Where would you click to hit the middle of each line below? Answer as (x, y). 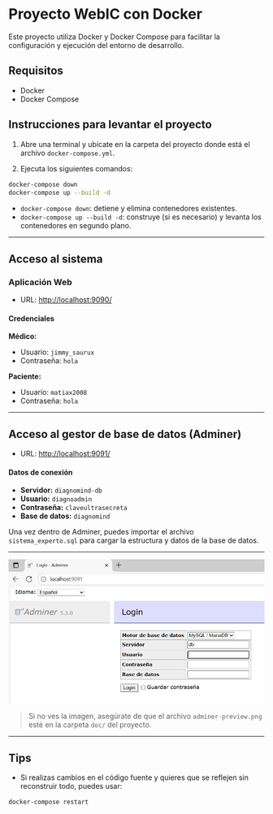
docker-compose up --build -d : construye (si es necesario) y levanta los (141, 217)
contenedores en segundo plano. (76, 226)
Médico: (23, 336)
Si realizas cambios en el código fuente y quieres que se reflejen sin (134, 777)
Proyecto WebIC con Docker (106, 14)
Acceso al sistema (56, 259)
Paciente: (25, 377)
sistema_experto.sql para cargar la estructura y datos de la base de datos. (134, 540)
